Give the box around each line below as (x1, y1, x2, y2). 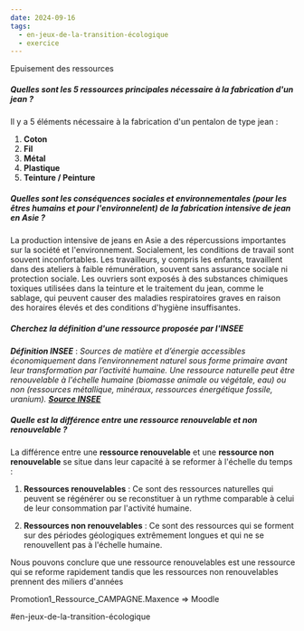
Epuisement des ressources (10, 63, 114, 74)
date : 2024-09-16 (10, 13, 76, 23)
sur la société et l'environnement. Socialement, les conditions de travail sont (10, 245, 294, 256)
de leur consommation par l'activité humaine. (23, 503, 193, 513)
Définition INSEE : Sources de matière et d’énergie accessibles (10, 345, 246, 357)
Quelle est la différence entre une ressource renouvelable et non (10, 414, 258, 425)
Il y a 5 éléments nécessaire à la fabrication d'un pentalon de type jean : (10, 117, 279, 127)
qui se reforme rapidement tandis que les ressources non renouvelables (10, 567, 279, 578)
